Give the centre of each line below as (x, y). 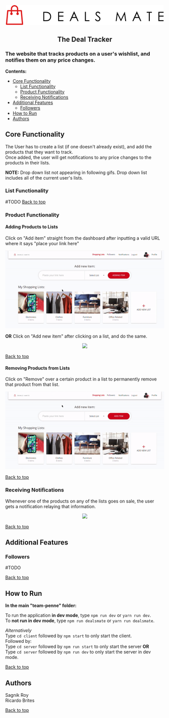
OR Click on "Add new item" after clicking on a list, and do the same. (76, 336)
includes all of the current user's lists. (44, 178)
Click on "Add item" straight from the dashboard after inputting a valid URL (83, 238)
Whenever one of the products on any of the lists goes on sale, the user (80, 501)
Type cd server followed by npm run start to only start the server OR (77, 647)
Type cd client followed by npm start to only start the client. (69, 636)
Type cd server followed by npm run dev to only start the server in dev (78, 652)
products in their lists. (28, 162)
